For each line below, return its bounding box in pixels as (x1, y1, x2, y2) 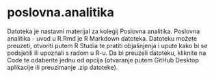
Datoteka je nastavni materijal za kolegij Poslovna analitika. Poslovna (7, 27, 200, 35)
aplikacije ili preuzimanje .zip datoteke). (7, 63, 118, 71)
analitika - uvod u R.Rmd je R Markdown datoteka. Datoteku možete (7, 34, 198, 42)
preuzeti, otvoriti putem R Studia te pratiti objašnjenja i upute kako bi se (7, 41, 208, 50)
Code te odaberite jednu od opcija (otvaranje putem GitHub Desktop (7, 56, 200, 64)
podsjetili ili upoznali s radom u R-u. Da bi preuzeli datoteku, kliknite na (7, 49, 206, 57)
